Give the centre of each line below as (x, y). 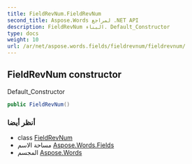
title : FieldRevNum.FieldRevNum (54, 14)
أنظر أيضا (21, 122)
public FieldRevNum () (39, 104)
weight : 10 (23, 40)
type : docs (23, 33)
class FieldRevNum (45, 137)
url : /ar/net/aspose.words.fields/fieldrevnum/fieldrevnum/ (97, 46)
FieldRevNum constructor (65, 75)
